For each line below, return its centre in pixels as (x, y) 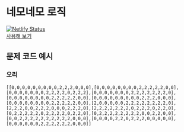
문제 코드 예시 (30, 57)
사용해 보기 (19, 36)
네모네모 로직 (36, 12)
